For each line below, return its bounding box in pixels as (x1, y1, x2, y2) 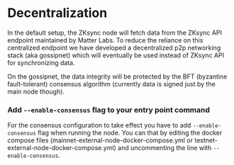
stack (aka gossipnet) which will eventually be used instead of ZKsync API (7, 51, 225, 59)
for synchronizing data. (7, 58, 76, 67)
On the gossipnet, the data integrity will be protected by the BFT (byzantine (7, 72, 228, 81)
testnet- (194, 136, 218, 144)
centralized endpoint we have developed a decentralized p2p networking (7, 43, 221, 52)
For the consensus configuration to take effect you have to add (7, 121, 191, 130)
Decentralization (7, 5, 108, 21)
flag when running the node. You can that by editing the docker (38, 129, 223, 137)
